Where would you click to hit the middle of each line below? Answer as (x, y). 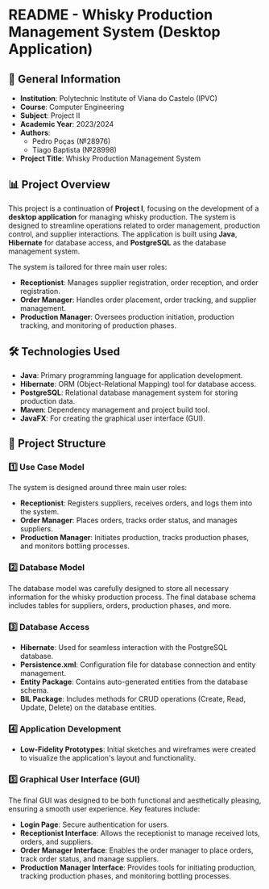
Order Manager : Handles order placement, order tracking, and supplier (138, 300)
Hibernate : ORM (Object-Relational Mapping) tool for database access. (138, 384)
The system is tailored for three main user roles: (88, 266)
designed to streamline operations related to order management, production (134, 225)
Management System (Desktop (114, 32)
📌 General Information (64, 79)
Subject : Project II (50, 115)
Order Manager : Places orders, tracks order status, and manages (128, 520)
